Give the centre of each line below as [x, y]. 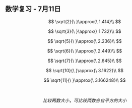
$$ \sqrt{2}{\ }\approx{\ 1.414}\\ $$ [85, 21]
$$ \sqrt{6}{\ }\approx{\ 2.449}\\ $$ [85, 51]
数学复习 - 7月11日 [33, 9]
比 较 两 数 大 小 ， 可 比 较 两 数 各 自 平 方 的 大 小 [85, 100]
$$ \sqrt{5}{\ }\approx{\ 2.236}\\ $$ [85, 41]
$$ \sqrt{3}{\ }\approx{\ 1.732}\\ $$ [85, 31]
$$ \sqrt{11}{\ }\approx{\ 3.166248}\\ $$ [85, 80]
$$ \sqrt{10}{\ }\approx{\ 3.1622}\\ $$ [84, 70]
